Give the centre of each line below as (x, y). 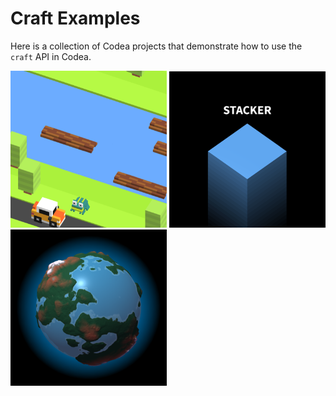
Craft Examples (75, 18)
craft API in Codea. (51, 56)
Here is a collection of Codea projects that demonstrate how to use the (156, 46)
